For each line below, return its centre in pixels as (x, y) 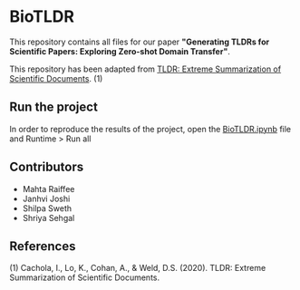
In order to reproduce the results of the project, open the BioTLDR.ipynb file (150, 129)
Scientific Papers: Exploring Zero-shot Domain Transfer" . (120, 51)
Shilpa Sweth (47, 208)
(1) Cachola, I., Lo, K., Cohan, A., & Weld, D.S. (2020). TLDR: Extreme (138, 268)
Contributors (47, 167)
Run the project (53, 107)
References (43, 246)
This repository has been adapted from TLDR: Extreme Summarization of (145, 69)
